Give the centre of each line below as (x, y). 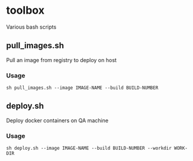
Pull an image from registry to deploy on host (62, 60)
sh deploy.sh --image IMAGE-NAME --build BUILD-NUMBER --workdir (89, 148)
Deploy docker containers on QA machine (57, 120)
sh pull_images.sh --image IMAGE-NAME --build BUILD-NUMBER (83, 88)
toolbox (25, 10)
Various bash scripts (31, 27)
